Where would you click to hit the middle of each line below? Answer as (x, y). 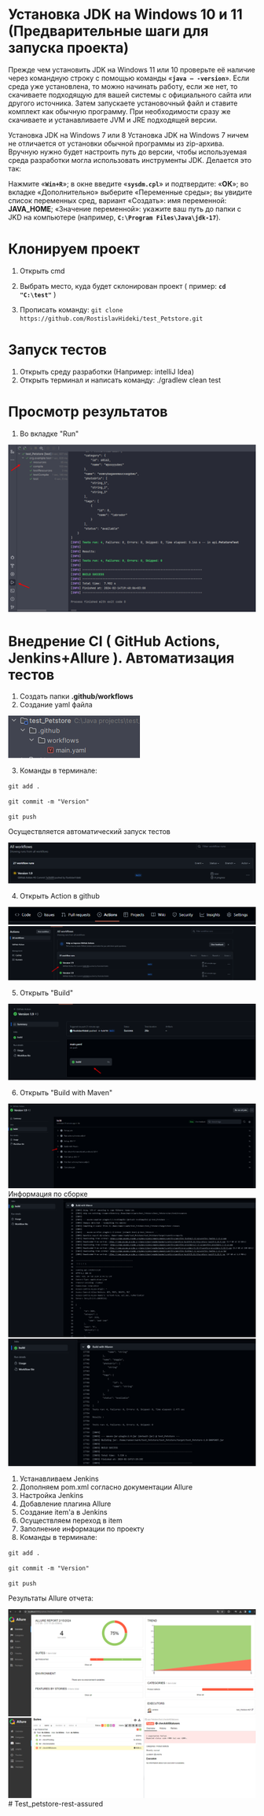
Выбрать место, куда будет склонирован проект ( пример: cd (123, 286)
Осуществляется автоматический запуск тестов (89, 832)
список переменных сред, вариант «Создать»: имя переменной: (117, 200)
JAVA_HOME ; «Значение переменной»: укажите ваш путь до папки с (125, 209)
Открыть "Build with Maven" (66, 1092)
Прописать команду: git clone (71, 309)
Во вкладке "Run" (49, 434)
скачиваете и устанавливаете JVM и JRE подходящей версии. (113, 120)
